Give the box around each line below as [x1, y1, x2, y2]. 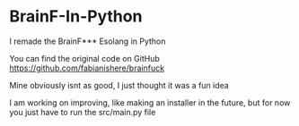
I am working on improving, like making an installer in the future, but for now [9, 97, 291, 108]
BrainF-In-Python [9, 6, 143, 27]
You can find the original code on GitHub [9, 53, 160, 63]
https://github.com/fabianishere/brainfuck [9, 63, 164, 73]
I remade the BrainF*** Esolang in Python [9, 36, 166, 46]
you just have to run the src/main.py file [9, 106, 156, 117]
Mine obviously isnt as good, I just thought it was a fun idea [9, 80, 229, 90]
